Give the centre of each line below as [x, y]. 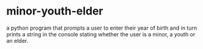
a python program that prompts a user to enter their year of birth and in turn [102, 28]
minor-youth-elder [55, 11]
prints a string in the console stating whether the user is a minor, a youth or [101, 34]
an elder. [17, 41]
